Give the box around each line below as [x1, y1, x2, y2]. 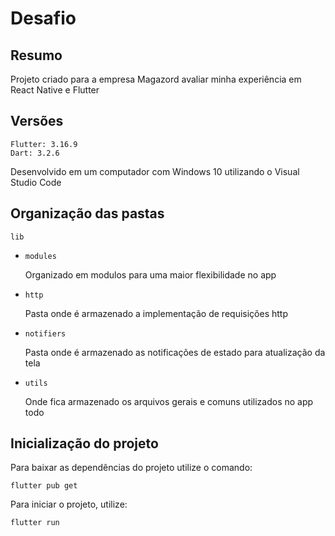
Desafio [10, 7, 77, 30]
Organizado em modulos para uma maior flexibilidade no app [24, 268, 277, 281]
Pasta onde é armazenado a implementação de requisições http [24, 307, 288, 319]
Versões [10, 113, 64, 130]
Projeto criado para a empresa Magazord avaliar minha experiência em [10, 73, 302, 85]
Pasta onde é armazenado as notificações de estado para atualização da [24, 346, 326, 358]
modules [24, 251, 57, 261]
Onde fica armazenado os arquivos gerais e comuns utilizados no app [24, 395, 314, 407]
